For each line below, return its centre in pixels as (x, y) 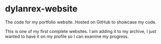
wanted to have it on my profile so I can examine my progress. (67, 36)
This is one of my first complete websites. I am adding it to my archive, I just (80, 31)
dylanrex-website (41, 9)
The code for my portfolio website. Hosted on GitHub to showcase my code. (81, 22)
